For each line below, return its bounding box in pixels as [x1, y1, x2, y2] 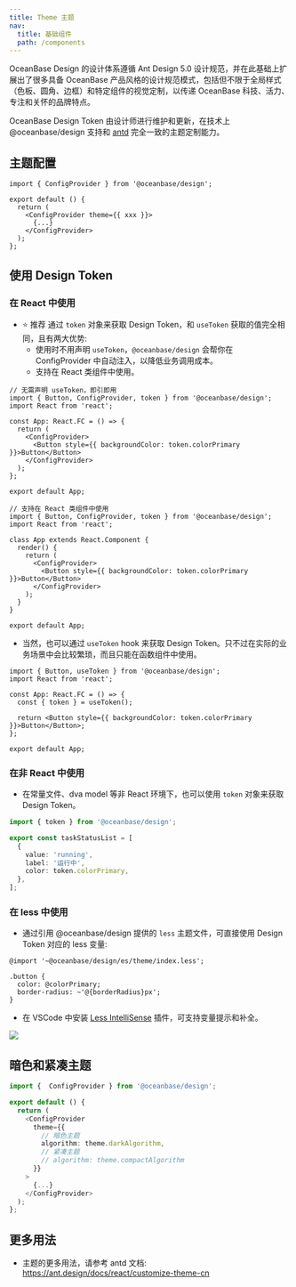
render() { [17, 543, 58, 552]
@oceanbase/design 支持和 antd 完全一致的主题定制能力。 [9, 126, 225, 138]
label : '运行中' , [25, 858, 85, 868]
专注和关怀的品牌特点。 [9, 97, 95, 108]
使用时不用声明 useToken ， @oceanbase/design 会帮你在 [35, 344, 234, 354]
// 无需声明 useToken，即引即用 [9, 385, 117, 394]
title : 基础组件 [17, 29, 73, 38]
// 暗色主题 [41, 1131, 80, 1140]
